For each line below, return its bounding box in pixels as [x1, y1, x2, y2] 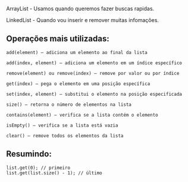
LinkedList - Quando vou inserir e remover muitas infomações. [6, 17, 159, 23]
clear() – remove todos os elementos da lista [6, 133, 124, 139]
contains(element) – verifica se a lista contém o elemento [6, 112, 159, 118]
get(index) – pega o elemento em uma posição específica [6, 80, 151, 87]
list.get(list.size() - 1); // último [6, 170, 102, 176]
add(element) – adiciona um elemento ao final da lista [6, 49, 148, 55]
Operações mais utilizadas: [6, 34, 109, 44]
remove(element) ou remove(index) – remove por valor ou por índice [6, 70, 180, 76]
